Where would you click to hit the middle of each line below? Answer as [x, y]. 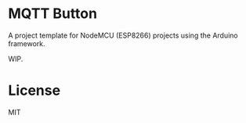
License [34, 90]
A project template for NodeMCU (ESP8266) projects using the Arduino [123, 35]
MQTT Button [53, 14]
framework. [27, 43]
